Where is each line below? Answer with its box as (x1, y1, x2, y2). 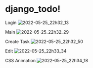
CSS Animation (5, 57, 36, 63)
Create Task (5, 38, 30, 45)
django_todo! (5, 3, 61, 15)
